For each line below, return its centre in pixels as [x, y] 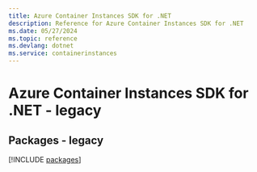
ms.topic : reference [43, 38]
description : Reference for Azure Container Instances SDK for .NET [126, 23]
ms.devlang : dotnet [41, 46]
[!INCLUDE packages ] [45, 159]
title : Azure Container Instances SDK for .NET [90, 16]
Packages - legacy [56, 140]
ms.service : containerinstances [63, 53]
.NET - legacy [55, 111]
